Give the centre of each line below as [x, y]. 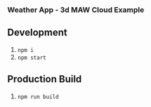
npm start [32, 58]
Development [38, 33]
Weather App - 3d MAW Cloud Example [76, 10]
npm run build [38, 96]
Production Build [45, 79]
